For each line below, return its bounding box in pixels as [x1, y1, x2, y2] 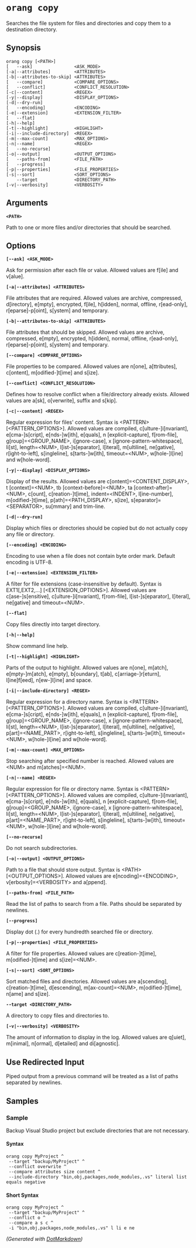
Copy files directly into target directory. [6, 621, 101, 628]
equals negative [6, 1179, 46, 1185]
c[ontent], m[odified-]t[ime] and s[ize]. [6, 369, 99, 376]
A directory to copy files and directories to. [6, 1012, 109, 1019]
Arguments [6, 198, 49, 208]
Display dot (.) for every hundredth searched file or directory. [6, 928, 153, 935]
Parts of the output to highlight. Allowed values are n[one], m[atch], [6, 664, 169, 671]
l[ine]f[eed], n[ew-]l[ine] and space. [6, 677, 92, 684]
